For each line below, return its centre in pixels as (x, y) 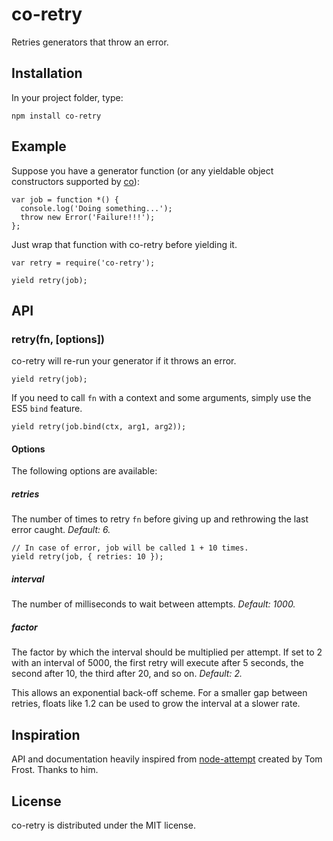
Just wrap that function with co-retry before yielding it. (124, 244)
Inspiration (46, 734)
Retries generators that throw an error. (90, 42)
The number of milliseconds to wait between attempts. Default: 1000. (153, 604)
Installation (47, 73)
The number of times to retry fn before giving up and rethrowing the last (160, 519)
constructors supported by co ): (75, 181)
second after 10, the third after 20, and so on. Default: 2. (127, 674)
